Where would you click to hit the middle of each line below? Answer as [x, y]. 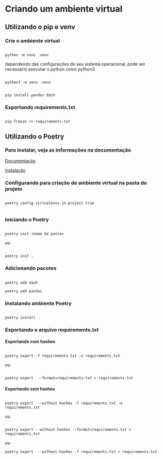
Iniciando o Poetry [27, 220]
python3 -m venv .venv [28, 82]
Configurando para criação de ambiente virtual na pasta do [76, 183]
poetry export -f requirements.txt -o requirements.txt [63, 356]
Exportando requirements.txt [40, 107]
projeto [14, 189]
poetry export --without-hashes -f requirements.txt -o [64, 403]
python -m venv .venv [27, 55]
